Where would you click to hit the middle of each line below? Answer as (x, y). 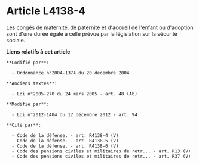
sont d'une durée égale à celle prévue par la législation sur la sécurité (92, 33)
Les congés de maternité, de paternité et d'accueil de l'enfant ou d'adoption (100, 27)
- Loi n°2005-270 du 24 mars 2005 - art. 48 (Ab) (74, 94)
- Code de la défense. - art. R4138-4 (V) (65, 135)
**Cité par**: (24, 125)
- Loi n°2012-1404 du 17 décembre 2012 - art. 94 (74, 114)
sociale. (16, 40)
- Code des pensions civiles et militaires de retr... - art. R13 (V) (101, 151)
